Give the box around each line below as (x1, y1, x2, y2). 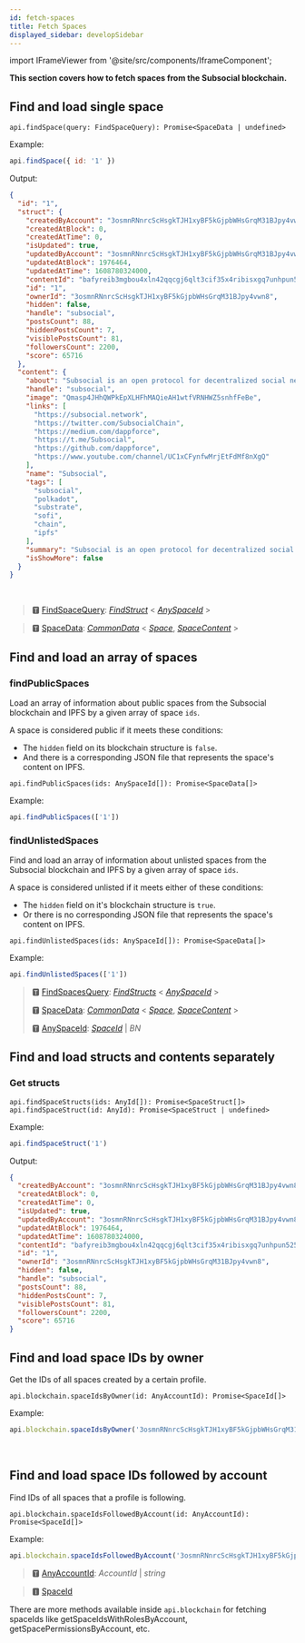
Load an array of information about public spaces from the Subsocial (9, 698, 267, 708)
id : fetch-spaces (9, 13, 75, 23)
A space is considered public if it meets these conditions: (9, 725, 224, 736)
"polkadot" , (33, 494, 79, 504)
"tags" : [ (25, 478, 64, 487)
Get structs (9, 1077, 61, 1090)
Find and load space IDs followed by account (9, 1468, 268, 1483)
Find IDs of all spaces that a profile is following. (9, 1491, 186, 1503)
